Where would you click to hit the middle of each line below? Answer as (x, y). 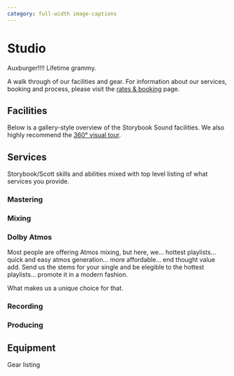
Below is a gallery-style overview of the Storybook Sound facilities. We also (116, 127)
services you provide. (38, 181)
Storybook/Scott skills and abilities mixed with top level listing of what (108, 174)
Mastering (25, 200)
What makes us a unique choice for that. (65, 288)
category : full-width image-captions (62, 14)
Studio (27, 48)
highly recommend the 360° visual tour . (64, 135)
